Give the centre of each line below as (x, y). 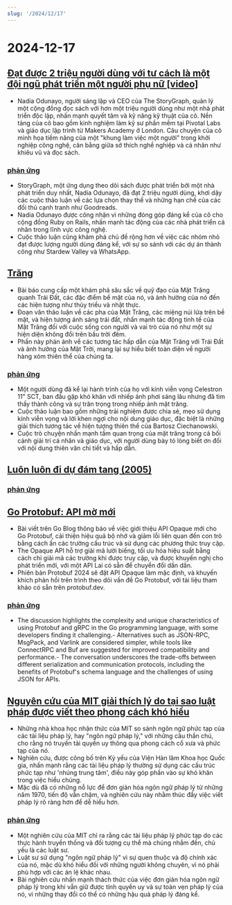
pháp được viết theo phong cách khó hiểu (98, 711)
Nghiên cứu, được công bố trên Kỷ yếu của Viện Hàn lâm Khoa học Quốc (121, 758)
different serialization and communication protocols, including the (111, 665)
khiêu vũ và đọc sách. (48, 152)
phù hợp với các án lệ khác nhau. (64, 872)
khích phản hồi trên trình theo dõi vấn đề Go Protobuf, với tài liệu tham (117, 580)
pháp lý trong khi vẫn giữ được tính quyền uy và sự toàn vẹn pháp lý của (120, 886)
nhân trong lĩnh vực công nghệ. (62, 229)
